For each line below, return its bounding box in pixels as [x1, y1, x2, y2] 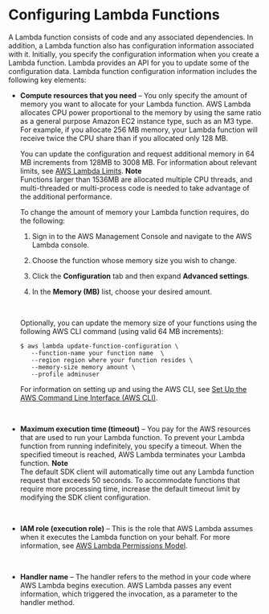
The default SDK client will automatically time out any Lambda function [19, 467, 255, 476]
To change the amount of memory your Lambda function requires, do [19, 207, 250, 216]
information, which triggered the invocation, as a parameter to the [19, 589, 238, 599]
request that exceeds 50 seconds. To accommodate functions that [19, 475, 241, 484]
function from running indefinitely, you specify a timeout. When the [19, 441, 243, 451]
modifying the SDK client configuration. [19, 492, 151, 502]
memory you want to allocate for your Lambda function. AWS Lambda [19, 99, 251, 109]
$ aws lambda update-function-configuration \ [19, 342, 179, 350]
